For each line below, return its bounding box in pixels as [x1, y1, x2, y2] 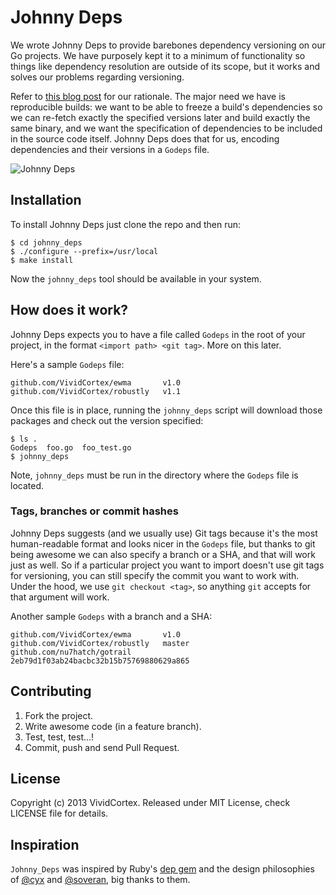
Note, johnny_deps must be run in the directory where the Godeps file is [10, 469, 299, 481]
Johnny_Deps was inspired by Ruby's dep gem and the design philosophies [10, 863, 315, 875]
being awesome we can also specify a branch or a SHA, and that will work [10, 548, 316, 560]
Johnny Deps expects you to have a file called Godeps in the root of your [10, 328, 306, 340]
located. [10, 479, 44, 491]
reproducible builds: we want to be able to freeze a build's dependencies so [10, 101, 323, 113]
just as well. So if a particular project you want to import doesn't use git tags [10, 559, 325, 571]
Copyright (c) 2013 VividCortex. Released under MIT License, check [10, 797, 291, 809]
